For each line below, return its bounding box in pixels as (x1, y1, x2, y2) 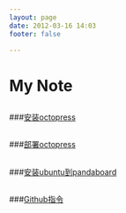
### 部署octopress (9, 139, 77, 150)
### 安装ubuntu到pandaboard (9, 166, 117, 177)
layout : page (9, 12, 57, 22)
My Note (9, 75, 73, 96)
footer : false (9, 29, 62, 38)
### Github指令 (9, 194, 64, 205)
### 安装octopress (9, 112, 77, 122)
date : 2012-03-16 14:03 (9, 21, 97, 30)
